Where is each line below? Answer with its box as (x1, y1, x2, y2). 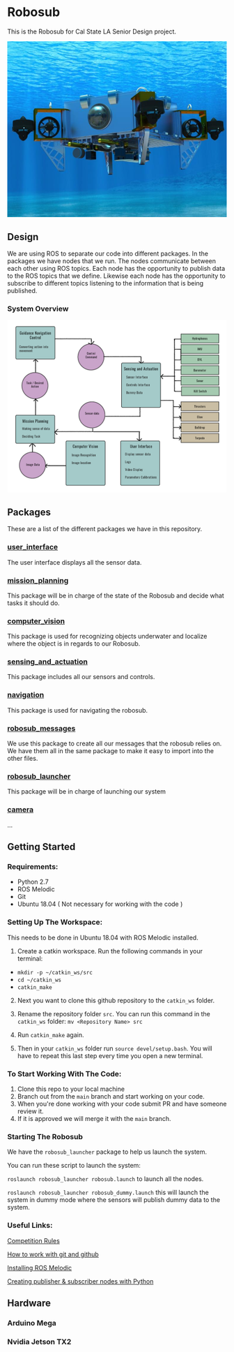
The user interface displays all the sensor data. (7, 558, 142, 566)
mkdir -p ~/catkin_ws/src (17, 969, 93, 976)
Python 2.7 (17, 877, 49, 886)
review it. (17, 1107, 44, 1115)
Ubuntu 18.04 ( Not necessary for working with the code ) (17, 900, 183, 908)
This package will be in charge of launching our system (7, 787, 166, 796)
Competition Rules (7, 1236, 61, 1245)
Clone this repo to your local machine (17, 1085, 125, 1093)
